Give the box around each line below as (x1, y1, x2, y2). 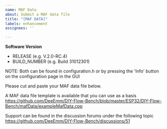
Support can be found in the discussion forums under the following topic (5, 113, 154, 119)
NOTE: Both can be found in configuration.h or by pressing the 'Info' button (5, 68, 159, 74)
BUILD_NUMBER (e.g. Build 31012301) (12, 59, 90, 64)
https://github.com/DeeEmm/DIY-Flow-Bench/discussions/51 (5, 118, 130, 124)
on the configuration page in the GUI (5, 73, 80, 79)
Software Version (5, 44, 42, 50)
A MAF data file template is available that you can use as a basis (5, 93, 137, 99)
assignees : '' (5, 26, 35, 31)
